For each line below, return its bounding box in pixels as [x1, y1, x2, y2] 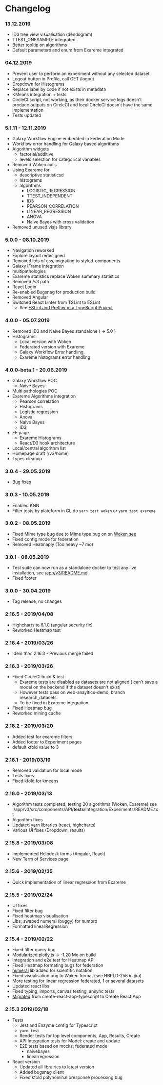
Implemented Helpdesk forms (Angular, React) [12, 851, 106, 857]
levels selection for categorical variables [19, 156, 101, 162]
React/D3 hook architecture [19, 440, 75, 446]
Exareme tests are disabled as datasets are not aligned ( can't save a [19, 679, 158, 685]
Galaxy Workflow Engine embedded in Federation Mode [12, 136, 125, 142]
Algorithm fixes [12, 817, 43, 823]
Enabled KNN [12, 502, 40, 508]
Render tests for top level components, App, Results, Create [19, 1033, 140, 1038]
